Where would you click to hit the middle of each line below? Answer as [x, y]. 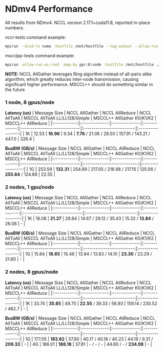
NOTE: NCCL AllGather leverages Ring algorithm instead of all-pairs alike [79, 74]
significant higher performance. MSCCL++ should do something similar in [79, 84]
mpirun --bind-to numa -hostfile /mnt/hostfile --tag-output [69, 46]
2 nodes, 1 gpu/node [30, 187]
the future [15, 90]
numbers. [15, 27]
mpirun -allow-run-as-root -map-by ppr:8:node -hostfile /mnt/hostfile [79, 65]
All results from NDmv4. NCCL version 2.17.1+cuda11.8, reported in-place [78, 23]
